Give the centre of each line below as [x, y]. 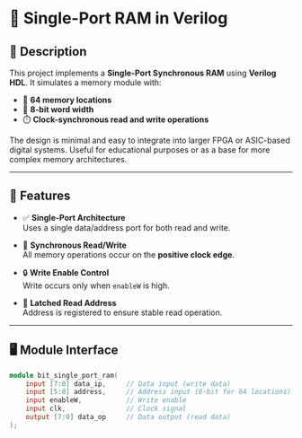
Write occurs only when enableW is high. [96, 285]
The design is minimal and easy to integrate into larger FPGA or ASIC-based [150, 140]
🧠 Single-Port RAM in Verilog [119, 18]
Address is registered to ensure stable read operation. [122, 312]
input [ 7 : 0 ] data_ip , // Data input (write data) [128, 384]
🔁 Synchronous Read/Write [75, 245]
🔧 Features [40, 196]
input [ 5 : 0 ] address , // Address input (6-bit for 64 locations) [159, 392]
